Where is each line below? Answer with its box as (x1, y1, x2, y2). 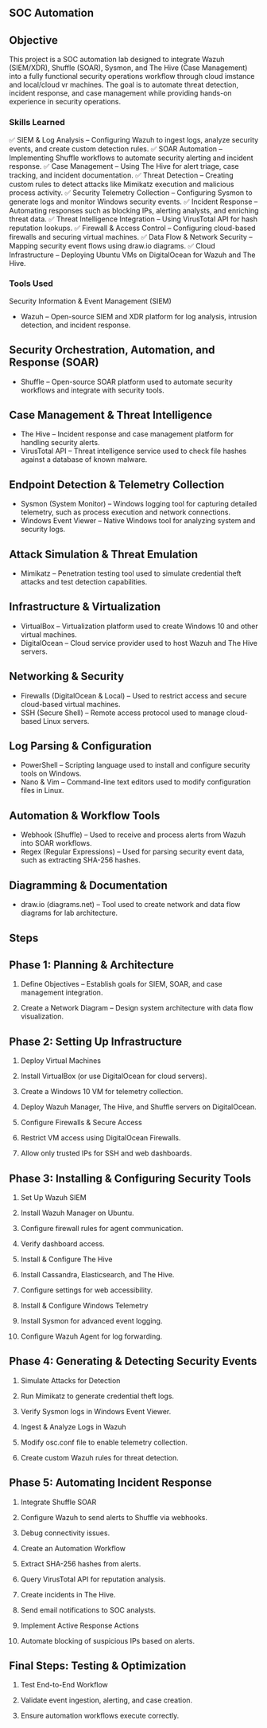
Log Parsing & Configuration (9, 740, 152, 753)
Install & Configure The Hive (20, 1254, 113, 1264)
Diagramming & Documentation (9, 878, 168, 892)
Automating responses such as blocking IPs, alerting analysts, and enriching (9, 205, 259, 215)
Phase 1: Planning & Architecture (9, 958, 174, 972)
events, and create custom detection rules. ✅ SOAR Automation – (9, 143, 223, 154)
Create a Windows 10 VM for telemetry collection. (20, 1087, 184, 1097)
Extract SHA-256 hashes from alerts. (20, 1558, 141, 1568)
